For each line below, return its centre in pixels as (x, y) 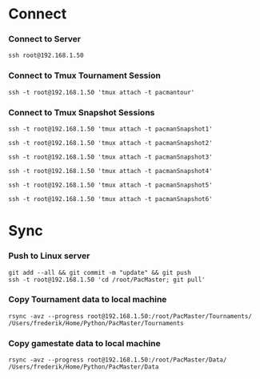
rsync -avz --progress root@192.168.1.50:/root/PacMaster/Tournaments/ (130, 316)
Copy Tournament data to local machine (88, 300)
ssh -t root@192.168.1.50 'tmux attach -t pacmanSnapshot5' (111, 185)
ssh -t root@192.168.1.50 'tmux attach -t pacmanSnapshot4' (111, 171)
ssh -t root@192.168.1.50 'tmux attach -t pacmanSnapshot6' (111, 200)
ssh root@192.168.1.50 (46, 56)
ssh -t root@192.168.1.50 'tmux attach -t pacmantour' (102, 92)
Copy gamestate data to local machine (85, 343)
